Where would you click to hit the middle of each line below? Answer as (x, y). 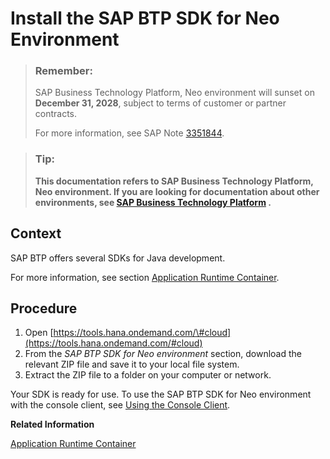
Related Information (52, 424)
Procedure (44, 308)
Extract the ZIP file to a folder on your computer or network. (148, 375)
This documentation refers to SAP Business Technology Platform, (174, 181)
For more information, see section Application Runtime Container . (145, 277)
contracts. (56, 114)
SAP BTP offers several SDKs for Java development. (118, 258)
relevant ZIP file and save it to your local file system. (132, 364)
